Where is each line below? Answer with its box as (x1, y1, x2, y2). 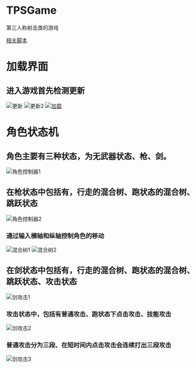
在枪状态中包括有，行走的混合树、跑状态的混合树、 (6, 187, 195, 197)
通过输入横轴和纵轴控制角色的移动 (6, 231, 105, 240)
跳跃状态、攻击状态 (6, 277, 77, 287)
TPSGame (6, 4, 57, 17)
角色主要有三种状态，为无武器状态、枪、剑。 (6, 151, 171, 161)
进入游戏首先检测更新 (6, 85, 85, 95)
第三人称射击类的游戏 (6, 24, 59, 31)
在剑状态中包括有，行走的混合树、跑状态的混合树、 (6, 265, 195, 276)
